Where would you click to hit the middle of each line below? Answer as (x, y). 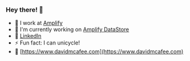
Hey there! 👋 (25, 10)
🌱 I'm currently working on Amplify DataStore (72, 29)
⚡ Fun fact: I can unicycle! (47, 43)
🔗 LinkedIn (28, 36)
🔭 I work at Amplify (39, 23)
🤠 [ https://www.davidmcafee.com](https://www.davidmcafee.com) (99, 52)
